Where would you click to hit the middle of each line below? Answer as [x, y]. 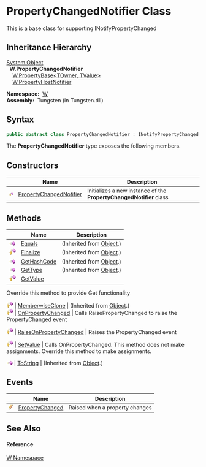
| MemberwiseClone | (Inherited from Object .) [72, 305]
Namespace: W [27, 94]
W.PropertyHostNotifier [42, 82]
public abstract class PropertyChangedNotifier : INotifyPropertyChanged [103, 134]
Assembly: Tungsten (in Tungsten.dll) [55, 100]
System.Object [25, 62]
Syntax [20, 120]
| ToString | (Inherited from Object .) [58, 363]
